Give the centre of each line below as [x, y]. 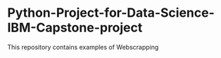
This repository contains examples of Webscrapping [83, 47]
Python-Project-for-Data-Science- [111, 13]
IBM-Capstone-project [75, 28]
